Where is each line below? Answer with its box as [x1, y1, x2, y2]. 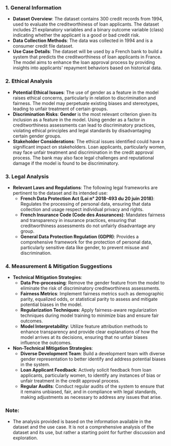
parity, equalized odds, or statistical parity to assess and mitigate [20, 296, 158, 302]
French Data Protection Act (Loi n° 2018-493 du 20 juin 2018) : [20, 195, 155, 201]
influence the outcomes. [20, 340, 72, 346]
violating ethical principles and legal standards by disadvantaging [12, 127, 151, 133]
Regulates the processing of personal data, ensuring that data [20, 200, 151, 207]
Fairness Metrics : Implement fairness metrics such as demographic [20, 291, 164, 297]
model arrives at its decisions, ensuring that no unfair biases [20, 334, 148, 340]
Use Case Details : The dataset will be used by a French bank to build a [12, 48, 163, 55]
